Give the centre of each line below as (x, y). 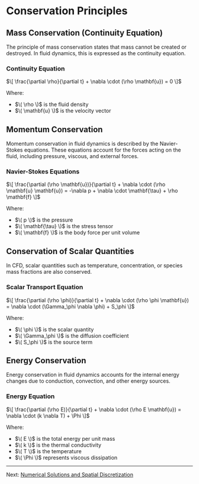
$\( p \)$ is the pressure (44, 220)
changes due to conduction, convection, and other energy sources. (88, 381)
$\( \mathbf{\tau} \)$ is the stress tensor (64, 226)
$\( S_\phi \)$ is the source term (54, 342)
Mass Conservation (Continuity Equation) (84, 33)
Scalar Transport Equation (45, 287)
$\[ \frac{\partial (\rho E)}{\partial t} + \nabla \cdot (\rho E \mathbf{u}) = (94, 409)
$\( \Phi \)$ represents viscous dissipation (66, 457)
